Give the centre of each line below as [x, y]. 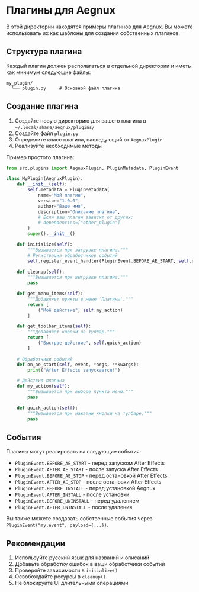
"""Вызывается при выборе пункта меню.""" [81, 392]
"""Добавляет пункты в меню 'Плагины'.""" [81, 299]
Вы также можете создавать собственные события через [79, 519]
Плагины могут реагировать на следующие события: [74, 452]
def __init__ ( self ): [42, 184]
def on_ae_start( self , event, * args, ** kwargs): [78, 365]
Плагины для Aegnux [61, 10]
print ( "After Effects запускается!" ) [74, 370]
